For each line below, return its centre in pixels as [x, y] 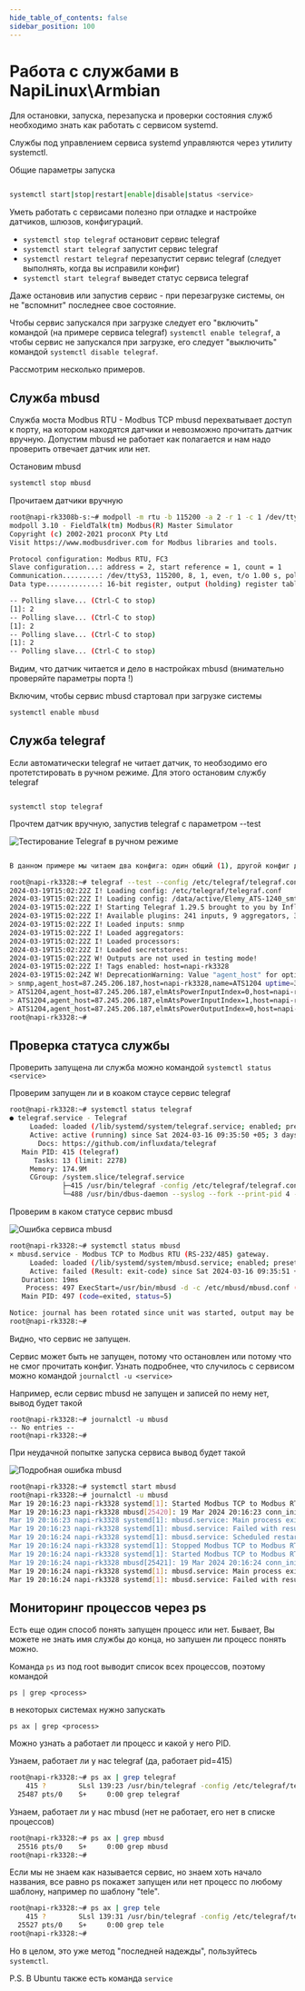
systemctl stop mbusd [50, 483]
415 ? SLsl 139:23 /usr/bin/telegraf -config [128, 1787]
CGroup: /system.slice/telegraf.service [107, 1178]
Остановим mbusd [45, 467]
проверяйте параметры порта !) [72, 679]
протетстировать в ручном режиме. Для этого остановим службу [138, 772]
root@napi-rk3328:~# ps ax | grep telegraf [93, 1777]
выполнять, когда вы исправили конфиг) [101, 268]
